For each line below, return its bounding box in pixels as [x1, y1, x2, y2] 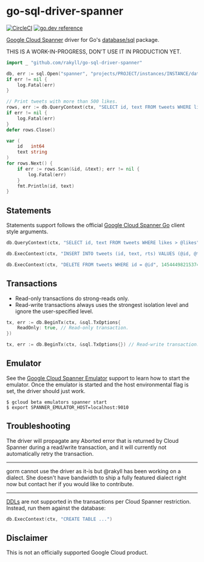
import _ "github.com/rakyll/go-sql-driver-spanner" [6, 60, 143, 66]
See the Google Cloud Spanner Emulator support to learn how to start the [6, 374, 190, 382]
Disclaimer [6, 533, 48, 543]
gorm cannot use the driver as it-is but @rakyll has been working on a [6, 467, 181, 475]
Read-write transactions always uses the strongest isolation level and [15, 301, 189, 308]
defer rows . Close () [6, 126, 56, 133]
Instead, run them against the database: [6, 504, 106, 512]
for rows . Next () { [6, 160, 53, 166]
